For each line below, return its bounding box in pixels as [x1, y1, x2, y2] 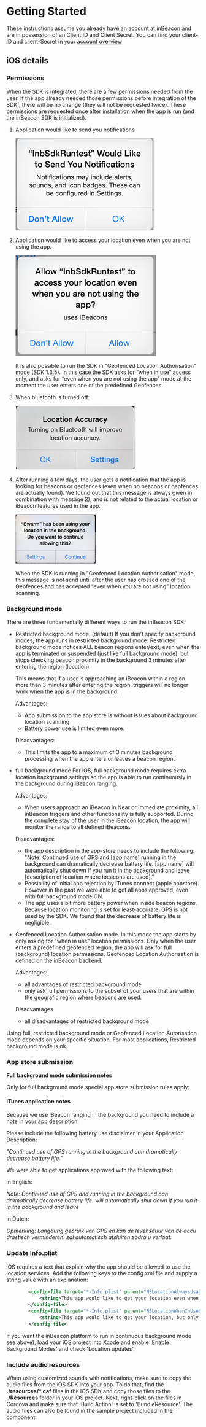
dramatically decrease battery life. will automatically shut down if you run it [6, 1197, 198, 1204]
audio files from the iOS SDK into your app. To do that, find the [6, 1381, 164, 1388]
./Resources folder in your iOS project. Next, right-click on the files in [6, 1394, 182, 1401]
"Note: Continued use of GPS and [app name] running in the [24, 853, 177, 861]
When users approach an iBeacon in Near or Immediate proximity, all [24, 803, 198, 811]
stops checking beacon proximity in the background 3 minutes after [15, 656, 187, 664]
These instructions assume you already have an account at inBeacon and [6, 25, 192, 32]
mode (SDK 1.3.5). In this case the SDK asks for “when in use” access [15, 368, 191, 376]
